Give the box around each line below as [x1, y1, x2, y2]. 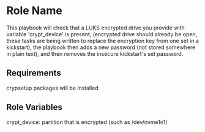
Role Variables [6, 102, 62, 112]
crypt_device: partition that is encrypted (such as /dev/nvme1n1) [6, 118, 168, 126]
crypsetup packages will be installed [6, 84, 99, 91]
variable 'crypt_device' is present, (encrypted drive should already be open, [6, 30, 198, 37]
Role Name [6, 4, 62, 18]
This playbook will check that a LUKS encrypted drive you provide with [6, 24, 185, 31]
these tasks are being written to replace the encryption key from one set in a [6, 37, 199, 44]
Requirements [6, 68, 61, 79]
